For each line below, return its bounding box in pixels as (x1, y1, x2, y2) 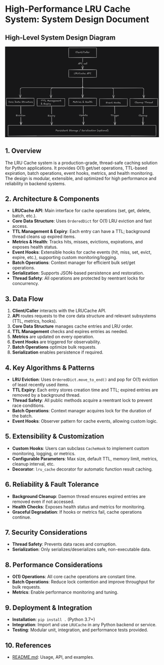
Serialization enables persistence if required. (12, 349, 103, 356)
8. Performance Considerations (5, 561, 103, 569)
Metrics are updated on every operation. (12, 334, 94, 340)
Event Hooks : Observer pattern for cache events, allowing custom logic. (12, 418, 158, 424)
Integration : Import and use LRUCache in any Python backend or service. (12, 622, 157, 628)
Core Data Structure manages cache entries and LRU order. (12, 323, 133, 329)
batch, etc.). (12, 213, 37, 219)
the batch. (12, 413, 33, 419)
